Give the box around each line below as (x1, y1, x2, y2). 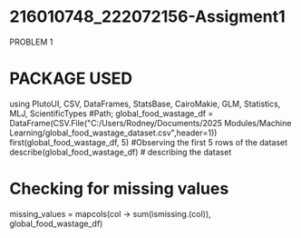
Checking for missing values (9, 179, 229, 199)
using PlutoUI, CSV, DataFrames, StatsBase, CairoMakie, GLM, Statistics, (9, 98, 281, 109)
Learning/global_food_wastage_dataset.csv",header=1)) (9, 127, 218, 138)
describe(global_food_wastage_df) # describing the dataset (9, 146, 232, 157)
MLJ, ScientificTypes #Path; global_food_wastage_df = (9, 107, 214, 119)
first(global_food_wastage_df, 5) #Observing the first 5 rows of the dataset (9, 136, 288, 147)
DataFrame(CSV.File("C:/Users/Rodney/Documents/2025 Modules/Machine (9, 117, 292, 128)
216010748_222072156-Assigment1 (9, 6, 286, 27)
